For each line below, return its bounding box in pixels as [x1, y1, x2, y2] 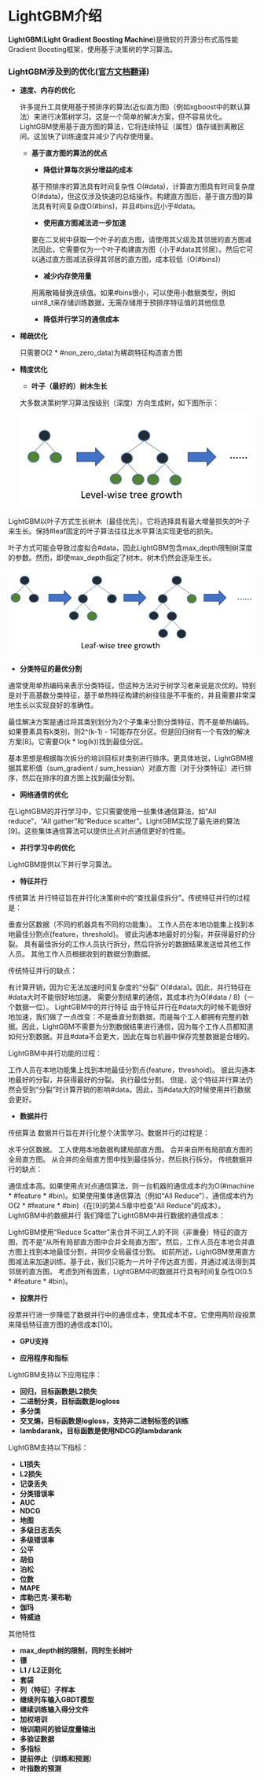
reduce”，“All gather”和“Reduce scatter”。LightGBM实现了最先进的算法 [8, 816, 240, 826]
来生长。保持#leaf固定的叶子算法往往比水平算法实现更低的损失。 [8, 526, 218, 536]
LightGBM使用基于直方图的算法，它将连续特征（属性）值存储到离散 [19, 122, 238, 131]
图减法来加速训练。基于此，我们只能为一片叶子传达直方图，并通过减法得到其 [8, 1257, 256, 1266]
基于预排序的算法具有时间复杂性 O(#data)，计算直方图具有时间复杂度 [31, 182, 255, 191]
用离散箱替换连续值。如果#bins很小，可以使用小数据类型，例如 [31, 288, 236, 297]
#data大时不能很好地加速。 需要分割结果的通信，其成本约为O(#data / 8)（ [8, 993, 247, 1002]
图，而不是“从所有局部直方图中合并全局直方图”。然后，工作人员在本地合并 [8, 1237, 249, 1247]
